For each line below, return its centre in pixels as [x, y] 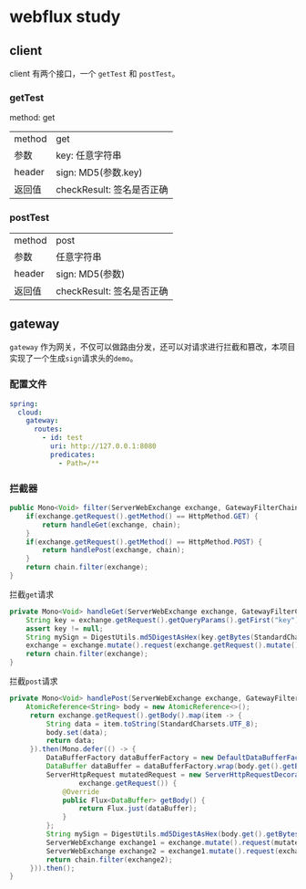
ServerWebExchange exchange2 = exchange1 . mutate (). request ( [163, 851]
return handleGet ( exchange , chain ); [112, 525]
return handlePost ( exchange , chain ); [113, 550]
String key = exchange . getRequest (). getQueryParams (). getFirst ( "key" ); [164, 620]
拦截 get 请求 [32, 594]
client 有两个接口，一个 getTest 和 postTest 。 [95, 73]
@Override [81, 791]
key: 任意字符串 [89, 155]
